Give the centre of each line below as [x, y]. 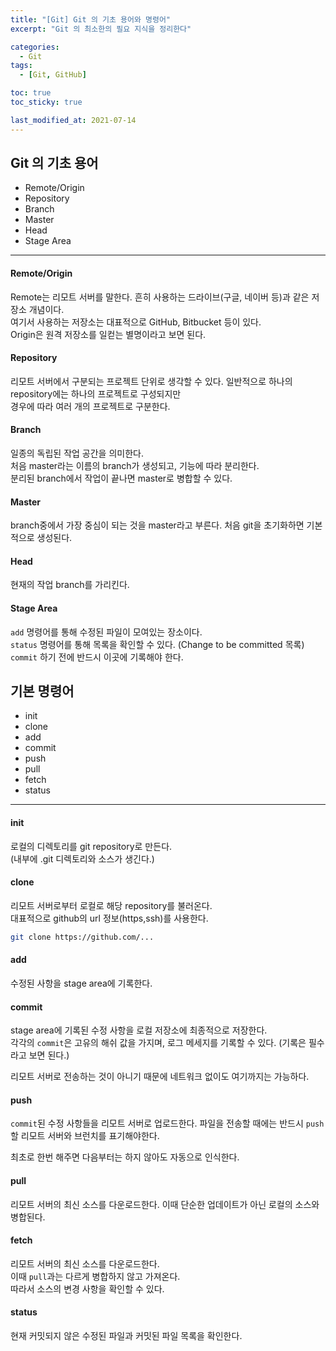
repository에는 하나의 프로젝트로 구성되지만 [96, 393]
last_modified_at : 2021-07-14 [73, 120]
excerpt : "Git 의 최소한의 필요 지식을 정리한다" [101, 29]
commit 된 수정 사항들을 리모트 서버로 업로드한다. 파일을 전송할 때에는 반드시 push [167, 1123]
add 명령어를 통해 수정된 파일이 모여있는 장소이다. [106, 632]
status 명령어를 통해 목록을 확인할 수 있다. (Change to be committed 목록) [157, 644]
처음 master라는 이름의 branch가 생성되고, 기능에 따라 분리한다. [135, 466]
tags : [21, 66]
